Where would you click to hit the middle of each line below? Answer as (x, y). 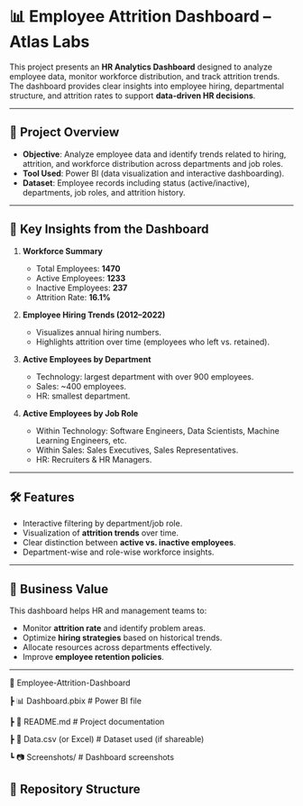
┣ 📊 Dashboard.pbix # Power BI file (76, 701)
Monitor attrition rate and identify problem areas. (114, 628)
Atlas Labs (50, 42)
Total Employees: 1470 (78, 268)
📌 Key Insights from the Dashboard (109, 229)
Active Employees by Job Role (80, 413)
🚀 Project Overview (64, 132)
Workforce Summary (63, 251)
